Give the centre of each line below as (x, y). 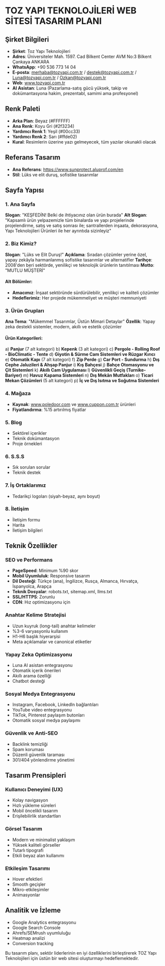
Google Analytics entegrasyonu (44, 922)
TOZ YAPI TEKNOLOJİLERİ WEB (71, 11)
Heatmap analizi (29, 938)
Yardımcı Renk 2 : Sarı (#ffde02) (45, 137)
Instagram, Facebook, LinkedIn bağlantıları (55, 705)
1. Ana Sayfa (20, 204)
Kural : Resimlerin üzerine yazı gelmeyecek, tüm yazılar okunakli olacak (84, 142)
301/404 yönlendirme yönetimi (43, 760)
